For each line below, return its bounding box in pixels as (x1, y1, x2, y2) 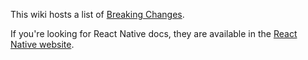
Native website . (10, 39, 75, 50)
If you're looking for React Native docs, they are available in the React (10, 28, 298, 39)
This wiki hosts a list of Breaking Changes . (10, 9, 185, 20)
